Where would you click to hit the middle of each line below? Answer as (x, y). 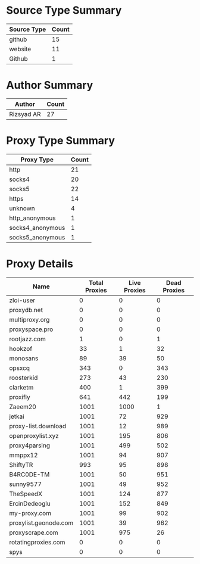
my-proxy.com (30, 513)
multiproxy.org (29, 319)
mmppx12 (24, 455)
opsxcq (20, 368)
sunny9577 (26, 484)
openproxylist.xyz (34, 435)
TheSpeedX (26, 494)
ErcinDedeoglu (30, 503)
